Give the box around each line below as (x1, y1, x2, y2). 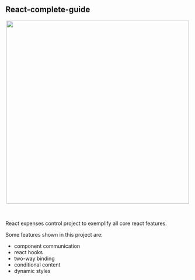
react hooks (13, 248, 43, 255)
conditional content (13, 261, 61, 268)
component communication (13, 243, 81, 250)
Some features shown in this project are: (5, 231, 103, 238)
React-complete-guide (5, 5, 90, 15)
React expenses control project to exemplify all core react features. (5, 220, 167, 227)
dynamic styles (13, 267, 51, 274)
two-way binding (13, 255, 55, 262)
